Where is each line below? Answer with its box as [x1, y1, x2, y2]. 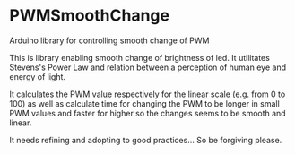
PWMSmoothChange [9, 5, 170, 26]
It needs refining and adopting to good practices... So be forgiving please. [9, 134, 282, 145]
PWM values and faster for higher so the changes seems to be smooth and [9, 107, 286, 118]
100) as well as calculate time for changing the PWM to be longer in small [9, 98, 280, 108]
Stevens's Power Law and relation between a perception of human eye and [9, 62, 287, 73]
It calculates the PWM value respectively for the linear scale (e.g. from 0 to [9, 89, 286, 99]
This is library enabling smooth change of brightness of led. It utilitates [9, 52, 271, 63]
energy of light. [9, 71, 65, 81]
